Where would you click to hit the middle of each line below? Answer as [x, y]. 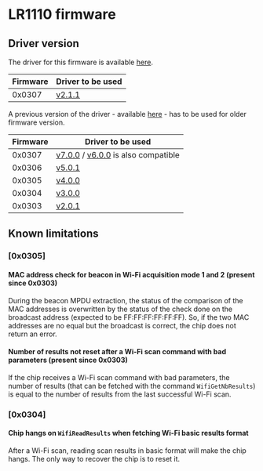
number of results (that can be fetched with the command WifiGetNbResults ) [132, 386]
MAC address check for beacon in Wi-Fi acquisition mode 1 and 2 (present [131, 274]
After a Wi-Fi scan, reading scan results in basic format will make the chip [128, 450]
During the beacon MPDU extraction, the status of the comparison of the [126, 300]
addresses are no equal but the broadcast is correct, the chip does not [122, 325]
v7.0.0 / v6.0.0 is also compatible [118, 155]
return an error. [33, 334]
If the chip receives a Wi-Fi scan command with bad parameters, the [119, 377]
